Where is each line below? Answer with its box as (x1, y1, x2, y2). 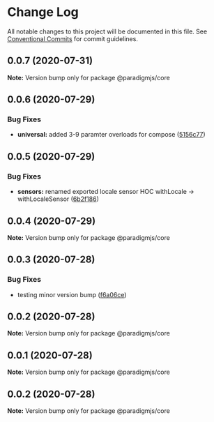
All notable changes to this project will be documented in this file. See (7, 27, 208, 36)
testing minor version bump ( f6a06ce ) (17, 290, 127, 299)
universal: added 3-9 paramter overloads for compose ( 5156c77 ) (17, 130, 206, 139)
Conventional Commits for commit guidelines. (7, 34, 138, 43)
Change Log (7, 4, 79, 20)
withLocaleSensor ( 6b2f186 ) (17, 195, 100, 203)
